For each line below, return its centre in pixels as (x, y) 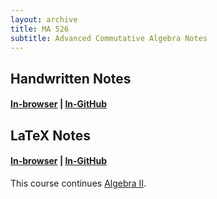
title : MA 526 (40, 29)
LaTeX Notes (50, 135)
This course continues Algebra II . (78, 183)
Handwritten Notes (71, 78)
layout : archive (44, 19)
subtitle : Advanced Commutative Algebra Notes (109, 38)
